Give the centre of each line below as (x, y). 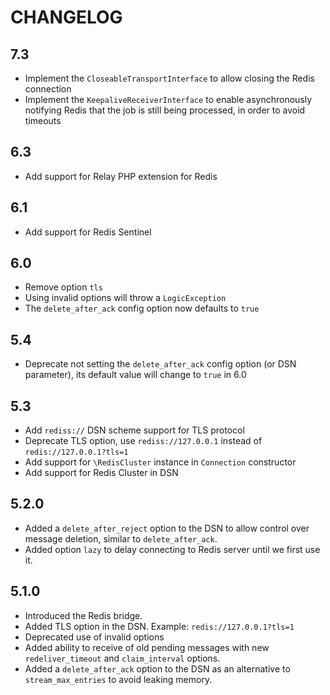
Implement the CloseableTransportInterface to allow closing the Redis (169, 78)
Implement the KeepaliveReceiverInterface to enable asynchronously (168, 99)
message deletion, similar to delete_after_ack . (121, 538)
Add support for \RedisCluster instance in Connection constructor (160, 462)
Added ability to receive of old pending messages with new (147, 647)
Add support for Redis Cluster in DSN (101, 473)
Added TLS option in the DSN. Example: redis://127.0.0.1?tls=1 (159, 626)
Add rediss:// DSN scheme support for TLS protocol (134, 430)
